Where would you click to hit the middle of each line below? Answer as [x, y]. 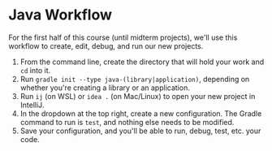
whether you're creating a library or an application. [105, 88]
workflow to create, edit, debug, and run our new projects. [106, 45]
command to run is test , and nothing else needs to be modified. [127, 122]
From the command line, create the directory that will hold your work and [142, 62]
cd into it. [35, 70]
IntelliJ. [32, 105]
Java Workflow [60, 15]
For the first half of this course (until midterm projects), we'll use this [123, 37]
